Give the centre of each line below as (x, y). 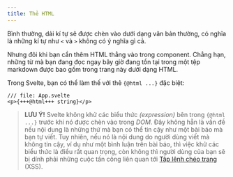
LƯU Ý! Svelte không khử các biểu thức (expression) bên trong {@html (125, 114)
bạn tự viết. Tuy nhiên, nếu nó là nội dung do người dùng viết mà (117, 137)
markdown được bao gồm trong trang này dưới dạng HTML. (93, 69)
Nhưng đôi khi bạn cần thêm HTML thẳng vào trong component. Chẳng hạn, (116, 54)
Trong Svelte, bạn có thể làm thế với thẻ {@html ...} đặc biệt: (96, 83)
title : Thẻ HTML (31, 14)
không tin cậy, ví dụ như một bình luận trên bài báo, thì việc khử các (122, 144)
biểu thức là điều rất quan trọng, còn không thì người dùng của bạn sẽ (125, 151)
